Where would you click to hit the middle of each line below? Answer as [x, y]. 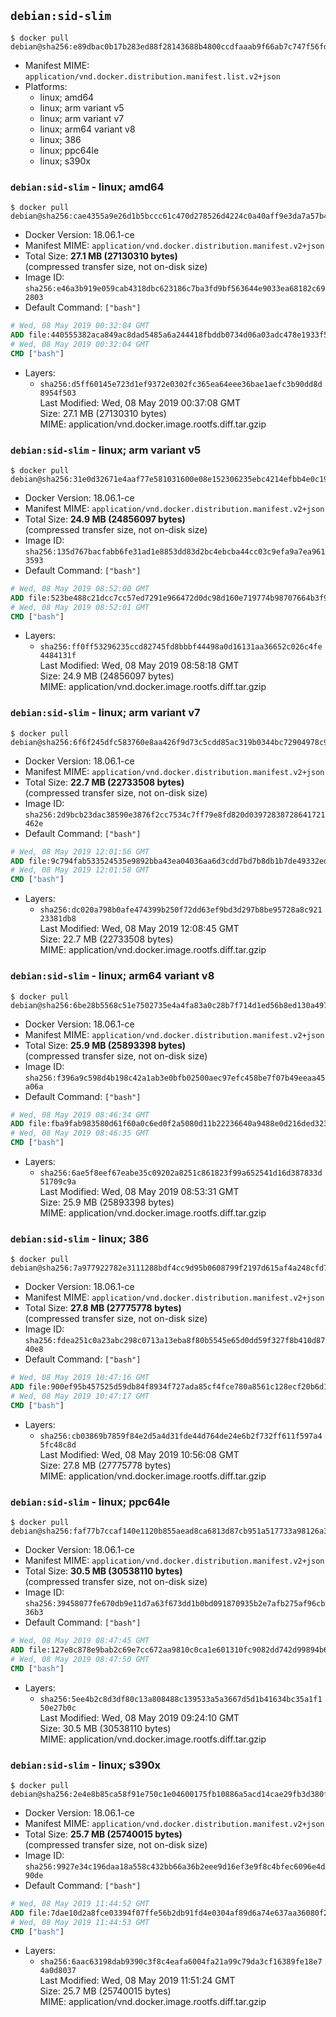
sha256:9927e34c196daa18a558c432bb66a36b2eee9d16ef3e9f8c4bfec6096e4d [175, 1866]
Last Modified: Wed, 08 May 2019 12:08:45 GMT [139, 929]
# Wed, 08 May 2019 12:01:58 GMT [80, 870]
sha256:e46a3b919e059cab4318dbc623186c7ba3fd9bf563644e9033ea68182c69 [175, 289]
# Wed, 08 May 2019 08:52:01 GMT [80, 607]
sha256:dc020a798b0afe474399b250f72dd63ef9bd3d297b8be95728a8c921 [181, 910]
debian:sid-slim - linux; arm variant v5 [106, 450]
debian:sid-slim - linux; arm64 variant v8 [112, 976]
